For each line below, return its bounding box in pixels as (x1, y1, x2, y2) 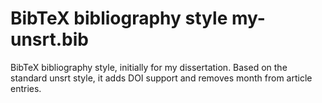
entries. (10, 82, 42, 94)
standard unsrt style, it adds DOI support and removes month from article (10, 72, 313, 84)
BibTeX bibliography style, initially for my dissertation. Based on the (10, 61, 288, 73)
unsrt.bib (10, 28, 89, 51)
